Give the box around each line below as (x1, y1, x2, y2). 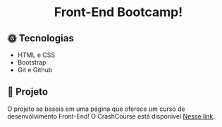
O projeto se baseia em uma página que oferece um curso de (7, 105, 185, 113)
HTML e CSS (17, 51, 56, 59)
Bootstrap (17, 58, 47, 67)
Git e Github (17, 66, 53, 74)
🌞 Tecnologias (7, 32, 74, 44)
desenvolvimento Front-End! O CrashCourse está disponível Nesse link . (7, 112, 215, 120)
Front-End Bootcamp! (54, 4, 183, 20)
